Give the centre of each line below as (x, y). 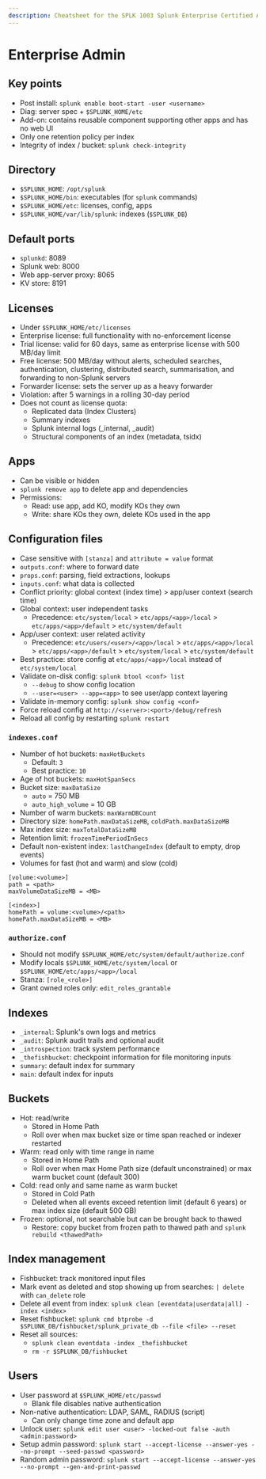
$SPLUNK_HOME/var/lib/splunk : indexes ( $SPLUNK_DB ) (103, 214)
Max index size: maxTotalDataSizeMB (78, 829)
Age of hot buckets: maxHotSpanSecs (78, 779)
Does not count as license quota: (74, 403)
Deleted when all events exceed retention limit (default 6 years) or (139, 1202)
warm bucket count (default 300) (85, 1177)
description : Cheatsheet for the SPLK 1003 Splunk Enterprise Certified (131, 15)
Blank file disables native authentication (96, 1403)
